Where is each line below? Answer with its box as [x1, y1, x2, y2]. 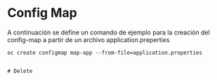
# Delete [7, 67, 33, 74]
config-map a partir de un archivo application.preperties [7, 35, 170, 44]
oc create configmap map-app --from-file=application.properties [7, 49, 202, 56]
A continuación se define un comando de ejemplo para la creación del [7, 28, 211, 36]
